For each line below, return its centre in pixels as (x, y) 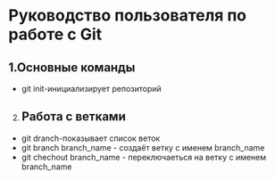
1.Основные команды (72, 67)
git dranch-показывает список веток (91, 138)
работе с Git (55, 34)
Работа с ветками (73, 117)
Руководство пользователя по (128, 16)
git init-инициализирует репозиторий (91, 89)
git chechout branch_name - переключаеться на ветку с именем (144, 157)
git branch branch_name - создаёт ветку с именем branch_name (143, 147)
